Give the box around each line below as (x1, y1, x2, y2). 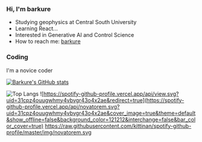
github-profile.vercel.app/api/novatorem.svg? (6, 103, 120, 110)
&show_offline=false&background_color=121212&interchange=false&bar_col (6, 115, 196, 123)
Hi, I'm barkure (6, 5, 51, 13)
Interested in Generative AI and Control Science (15, 31, 135, 39)
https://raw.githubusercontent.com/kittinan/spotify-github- (44, 122, 192, 129)
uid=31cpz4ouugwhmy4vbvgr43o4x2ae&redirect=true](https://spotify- (6, 96, 184, 104)
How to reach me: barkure (15, 38, 81, 45)
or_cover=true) (6, 122, 44, 129)
